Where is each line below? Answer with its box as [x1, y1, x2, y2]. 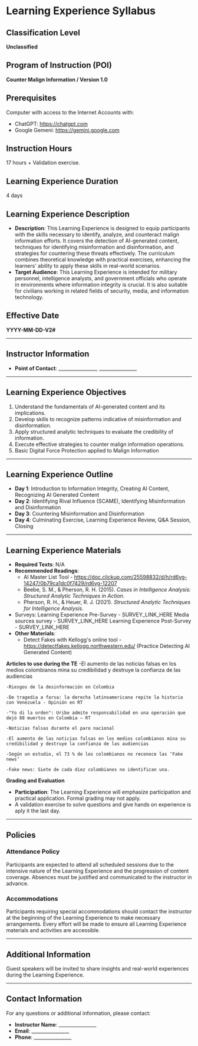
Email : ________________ [14, 1027, 70, 1034]
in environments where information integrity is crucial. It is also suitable [14, 281, 188, 288]
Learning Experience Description [6, 209, 130, 219]
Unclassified [6, 43, 38, 50]
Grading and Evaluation [6, 777, 65, 784]
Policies [6, 830, 37, 840]
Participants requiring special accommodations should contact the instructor [6, 908, 192, 915]
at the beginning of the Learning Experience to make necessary [6, 914, 161, 922]
